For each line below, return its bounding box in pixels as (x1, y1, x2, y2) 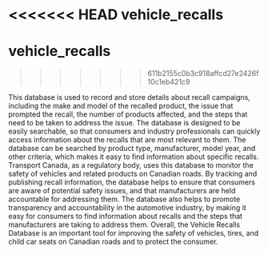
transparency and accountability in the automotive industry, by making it (8, 203, 246, 212)
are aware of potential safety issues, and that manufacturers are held (8, 186, 236, 196)
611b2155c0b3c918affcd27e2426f (147, 69, 259, 78)
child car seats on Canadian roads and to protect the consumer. (8, 237, 218, 247)
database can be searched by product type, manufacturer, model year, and (8, 144, 256, 153)
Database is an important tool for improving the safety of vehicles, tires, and (8, 228, 258, 238)
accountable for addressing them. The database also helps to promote (8, 194, 241, 204)
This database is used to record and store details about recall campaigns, (8, 93, 250, 102)
